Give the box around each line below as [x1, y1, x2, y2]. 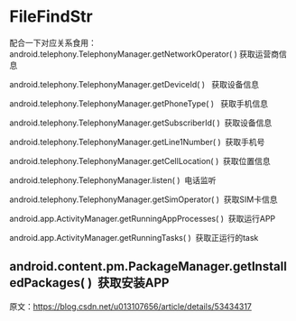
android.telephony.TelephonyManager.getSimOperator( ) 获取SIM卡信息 [9, 194, 278, 205]
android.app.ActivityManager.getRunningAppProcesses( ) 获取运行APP [9, 213, 276, 224]
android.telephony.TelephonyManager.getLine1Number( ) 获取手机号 [9, 136, 265, 147]
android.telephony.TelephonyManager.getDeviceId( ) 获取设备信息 [9, 78, 260, 89]
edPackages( [9, 275, 86, 290]
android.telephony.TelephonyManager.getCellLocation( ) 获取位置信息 [9, 155, 271, 166]
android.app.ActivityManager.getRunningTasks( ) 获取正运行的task [9, 232, 259, 243]
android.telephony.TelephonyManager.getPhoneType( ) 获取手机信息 [9, 97, 269, 109]
